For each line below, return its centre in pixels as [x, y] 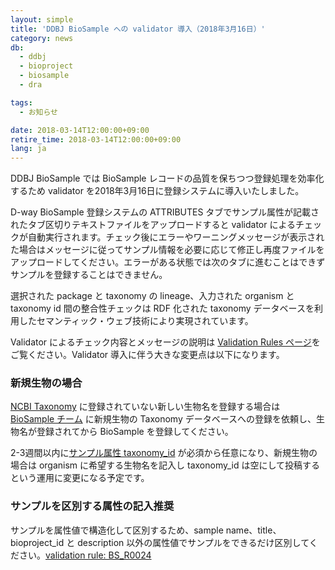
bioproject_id [37, 542]
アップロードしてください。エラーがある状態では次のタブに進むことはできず [168, 262]
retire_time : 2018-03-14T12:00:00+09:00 [96, 139]
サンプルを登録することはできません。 [89, 275]
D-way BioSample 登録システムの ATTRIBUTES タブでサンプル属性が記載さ [165, 212]
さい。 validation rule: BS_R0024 [85, 555]
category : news [42, 38]
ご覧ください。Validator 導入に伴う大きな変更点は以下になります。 [147, 355]
